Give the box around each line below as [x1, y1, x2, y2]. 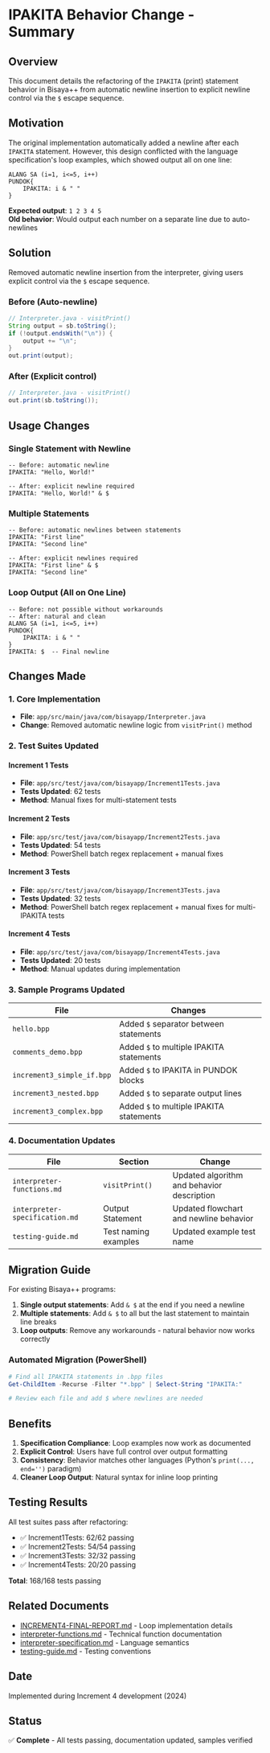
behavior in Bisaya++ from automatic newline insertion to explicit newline [8, 84, 251, 94]
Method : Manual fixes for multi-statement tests [19, 795, 177, 805]
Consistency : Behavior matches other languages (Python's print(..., [19, 1455, 255, 1465]
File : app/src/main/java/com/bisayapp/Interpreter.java [19, 712, 207, 722]
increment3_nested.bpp [12, 1088, 99, 1098]
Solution [8, 246, 51, 260]
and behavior [172, 1179, 223, 1191]
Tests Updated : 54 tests [19, 840, 101, 850]
